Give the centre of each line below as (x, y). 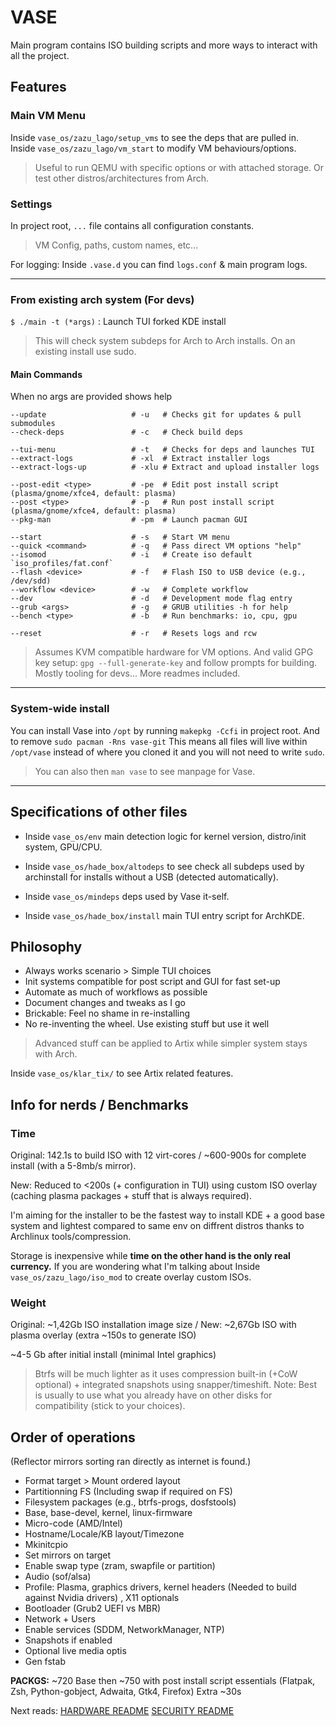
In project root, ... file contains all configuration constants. (132, 225)
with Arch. (56, 1054)
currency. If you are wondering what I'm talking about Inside (135, 1267)
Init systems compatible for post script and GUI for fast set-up (152, 982)
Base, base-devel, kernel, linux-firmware (108, 1513)
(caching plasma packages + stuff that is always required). (131, 1196)
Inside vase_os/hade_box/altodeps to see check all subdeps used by (164, 866)
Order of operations (73, 1437)
